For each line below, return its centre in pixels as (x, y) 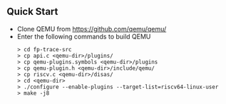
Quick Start (32, 12)
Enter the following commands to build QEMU (84, 36)
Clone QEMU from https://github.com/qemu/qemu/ (92, 28)
